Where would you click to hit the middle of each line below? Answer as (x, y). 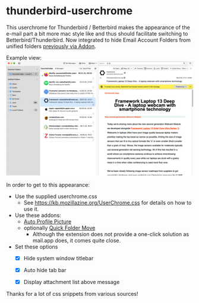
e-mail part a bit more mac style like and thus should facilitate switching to (97, 33)
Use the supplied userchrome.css (56, 196)
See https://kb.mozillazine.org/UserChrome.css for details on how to (108, 203)
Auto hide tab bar (45, 270)
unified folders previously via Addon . (51, 46)
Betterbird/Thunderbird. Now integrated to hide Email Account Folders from (99, 40)
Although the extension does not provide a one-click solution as (111, 234)
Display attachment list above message (72, 282)
